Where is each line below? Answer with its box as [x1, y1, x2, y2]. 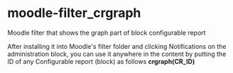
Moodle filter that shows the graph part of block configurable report [7, 28, 206, 37]
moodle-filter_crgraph [7, 5, 141, 21]
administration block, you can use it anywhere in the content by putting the [7, 50, 227, 58]
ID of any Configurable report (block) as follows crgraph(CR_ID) [7, 57, 195, 65]
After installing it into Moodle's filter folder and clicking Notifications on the [7, 42, 227, 50]
